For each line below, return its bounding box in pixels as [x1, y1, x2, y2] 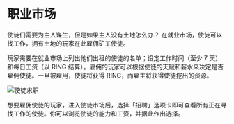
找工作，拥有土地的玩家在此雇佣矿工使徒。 [7, 39, 130, 47]
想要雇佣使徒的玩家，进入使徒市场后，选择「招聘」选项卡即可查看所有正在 [7, 100, 221, 109]
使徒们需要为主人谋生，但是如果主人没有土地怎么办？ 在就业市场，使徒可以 [7, 30, 223, 39]
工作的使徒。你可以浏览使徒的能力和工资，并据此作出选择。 [13, 109, 185, 118]
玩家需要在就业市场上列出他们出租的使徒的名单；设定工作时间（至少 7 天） [7, 53, 221, 62]
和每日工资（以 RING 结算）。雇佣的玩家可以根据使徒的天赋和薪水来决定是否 [7, 62, 224, 71]
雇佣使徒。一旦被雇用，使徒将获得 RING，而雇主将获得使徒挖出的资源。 [7, 71, 213, 80]
